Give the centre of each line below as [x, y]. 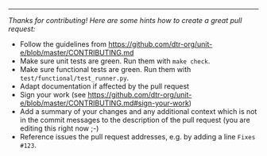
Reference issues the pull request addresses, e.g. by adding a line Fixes [137, 137]
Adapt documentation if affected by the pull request [104, 86]
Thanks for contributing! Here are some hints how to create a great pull [125, 20]
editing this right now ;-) [59, 128]
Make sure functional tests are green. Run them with [105, 69]
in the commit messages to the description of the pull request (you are [135, 120]
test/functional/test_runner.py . [74, 78]
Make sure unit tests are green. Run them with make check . [115, 61]
